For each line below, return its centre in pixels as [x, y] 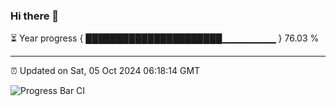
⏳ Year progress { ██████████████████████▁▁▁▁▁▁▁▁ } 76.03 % [165, 38]
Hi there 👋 [35, 16]
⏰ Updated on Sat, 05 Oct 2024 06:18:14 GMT [105, 71]
